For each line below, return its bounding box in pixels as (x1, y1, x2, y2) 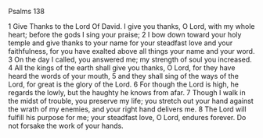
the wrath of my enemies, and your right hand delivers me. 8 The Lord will (8, 104, 247, 114)
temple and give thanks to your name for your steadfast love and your (8, 38, 233, 48)
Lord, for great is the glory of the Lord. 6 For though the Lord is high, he (8, 80, 240, 89)
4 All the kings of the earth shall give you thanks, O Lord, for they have (8, 63, 236, 73)
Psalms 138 (8, 7, 45, 16)
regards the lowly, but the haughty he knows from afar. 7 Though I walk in (8, 88, 246, 97)
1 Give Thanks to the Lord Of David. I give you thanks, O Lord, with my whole (8, 22, 255, 30)
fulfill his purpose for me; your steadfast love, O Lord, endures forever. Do (8, 113, 247, 122)
